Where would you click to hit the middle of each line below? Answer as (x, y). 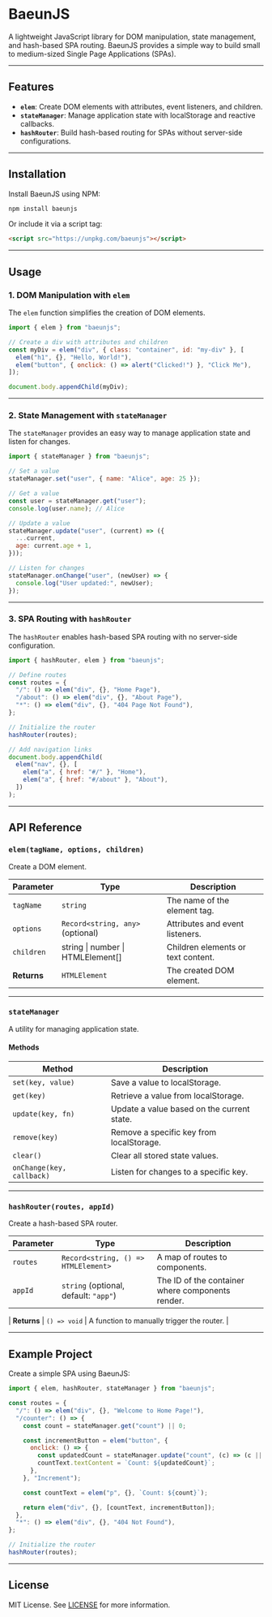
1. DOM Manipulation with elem (69, 295)
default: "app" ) (89, 1296)
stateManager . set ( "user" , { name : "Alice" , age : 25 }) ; (104, 479)
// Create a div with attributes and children (88, 342)
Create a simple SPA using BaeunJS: (69, 1373)
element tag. (190, 910)
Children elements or (206, 946)
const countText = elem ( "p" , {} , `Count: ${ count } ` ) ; (115, 1493)
